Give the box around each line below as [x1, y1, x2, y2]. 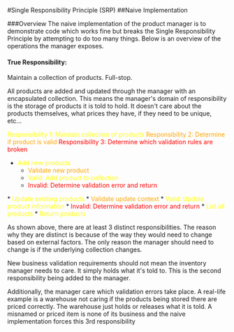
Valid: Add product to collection [27, 174, 119, 182]
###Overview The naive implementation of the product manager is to [7, 20, 206, 27]
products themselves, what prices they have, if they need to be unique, [7, 109, 212, 118]
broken [7, 145, 28, 153]
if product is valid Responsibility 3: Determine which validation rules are [7, 138, 213, 146]
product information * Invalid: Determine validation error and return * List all [7, 202, 225, 211]
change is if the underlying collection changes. [7, 245, 142, 254]
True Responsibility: [7, 57, 68, 66]
